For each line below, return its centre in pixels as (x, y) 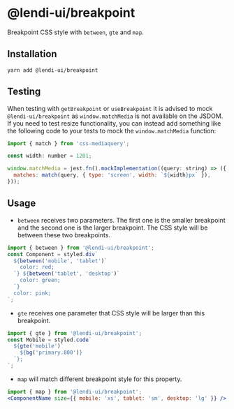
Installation (32, 54)
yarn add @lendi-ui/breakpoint (53, 70)
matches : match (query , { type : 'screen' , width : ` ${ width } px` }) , (112, 175)
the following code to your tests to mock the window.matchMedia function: (112, 131)
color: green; (40, 281)
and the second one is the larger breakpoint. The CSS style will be (112, 228)
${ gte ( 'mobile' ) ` (39, 346)
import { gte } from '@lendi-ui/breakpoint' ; (74, 333)
